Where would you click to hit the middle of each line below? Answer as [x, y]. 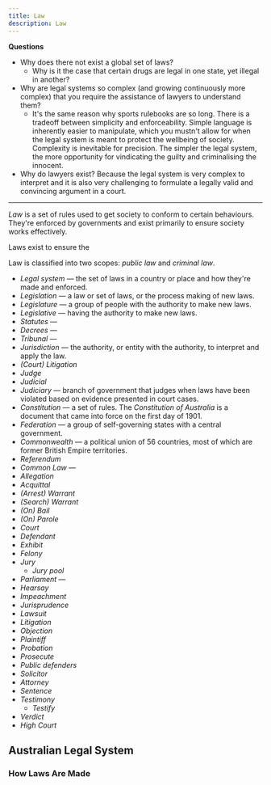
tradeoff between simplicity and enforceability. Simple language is [142, 122]
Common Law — [48, 467]
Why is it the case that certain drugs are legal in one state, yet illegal [146, 70]
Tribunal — [38, 338]
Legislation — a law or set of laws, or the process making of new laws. [138, 295]
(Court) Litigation [49, 364]
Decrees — [39, 330]
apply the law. [43, 356]
